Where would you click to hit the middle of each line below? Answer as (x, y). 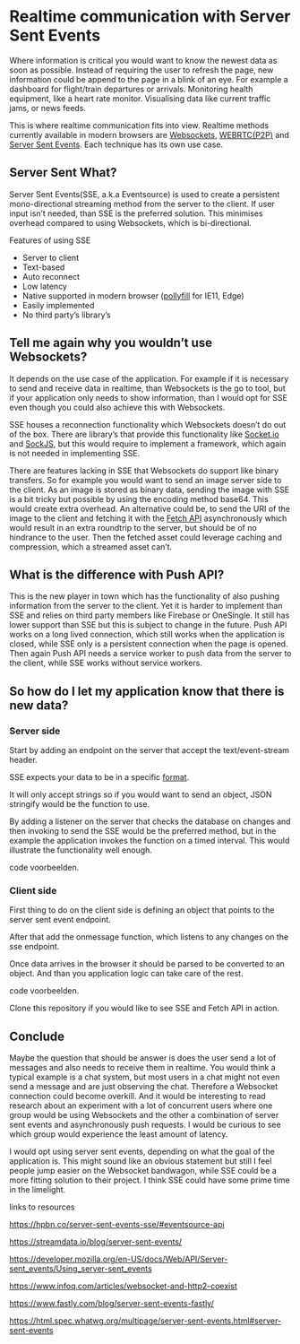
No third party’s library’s (66, 315)
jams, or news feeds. (48, 108)
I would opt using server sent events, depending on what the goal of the (142, 1152)
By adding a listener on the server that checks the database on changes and (150, 821)
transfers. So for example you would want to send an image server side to (146, 480)
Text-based (43, 267)
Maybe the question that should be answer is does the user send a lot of (143, 1058)
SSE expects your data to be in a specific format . (99, 777)
